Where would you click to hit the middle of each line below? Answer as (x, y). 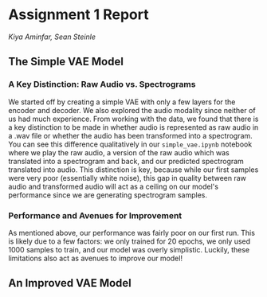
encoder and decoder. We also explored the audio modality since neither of (132, 110)
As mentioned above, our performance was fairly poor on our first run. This (132, 233)
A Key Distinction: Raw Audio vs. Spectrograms (102, 84)
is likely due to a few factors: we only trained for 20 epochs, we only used (130, 241)
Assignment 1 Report (79, 15)
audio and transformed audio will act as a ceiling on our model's (114, 186)
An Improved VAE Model (70, 283)
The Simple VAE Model (66, 62)
